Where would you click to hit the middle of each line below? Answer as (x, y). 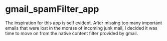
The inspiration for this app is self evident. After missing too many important (83, 23)
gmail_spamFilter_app (52, 9)
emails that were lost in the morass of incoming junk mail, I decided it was (81, 28)
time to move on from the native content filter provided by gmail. (72, 33)
